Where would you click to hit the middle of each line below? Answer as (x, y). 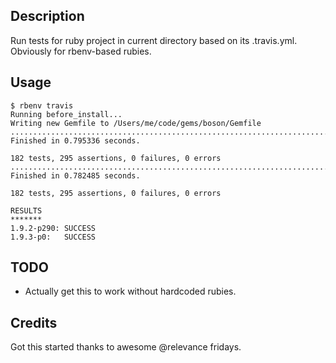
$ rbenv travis (42, 105)
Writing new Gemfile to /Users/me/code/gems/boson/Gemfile (136, 123)
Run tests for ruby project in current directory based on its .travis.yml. (154, 40)
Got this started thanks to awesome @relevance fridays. (126, 347)
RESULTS (26, 210)
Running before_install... (66, 114)
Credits (34, 322)
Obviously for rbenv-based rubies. (81, 51)
